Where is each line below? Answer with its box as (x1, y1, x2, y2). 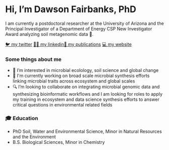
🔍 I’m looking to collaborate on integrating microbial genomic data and (12, 84, 160, 90)
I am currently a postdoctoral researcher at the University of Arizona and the (5, 20, 164, 26)
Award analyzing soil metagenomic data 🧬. (5, 31, 94, 37)
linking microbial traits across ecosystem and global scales (12, 78, 135, 84)
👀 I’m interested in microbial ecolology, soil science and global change (12, 67, 159, 73)
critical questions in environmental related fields (12, 102, 112, 108)
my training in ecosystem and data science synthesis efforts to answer (12, 96, 160, 102)
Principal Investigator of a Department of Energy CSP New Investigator (5, 25, 152, 31)
